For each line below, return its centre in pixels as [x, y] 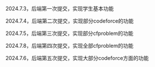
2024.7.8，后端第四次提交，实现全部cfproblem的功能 [70, 46]
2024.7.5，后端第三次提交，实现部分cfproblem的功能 [69, 33]
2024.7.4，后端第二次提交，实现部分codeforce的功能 [70, 21]
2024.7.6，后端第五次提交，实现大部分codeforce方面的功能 [77, 58]
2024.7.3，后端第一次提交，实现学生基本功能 [60, 8]
